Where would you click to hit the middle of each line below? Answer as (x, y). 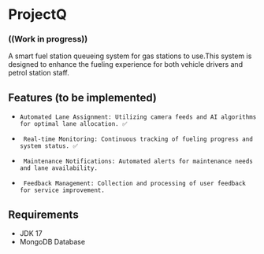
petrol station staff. (39, 73)
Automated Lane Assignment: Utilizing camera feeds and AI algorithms (138, 117)
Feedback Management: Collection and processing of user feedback (134, 184)
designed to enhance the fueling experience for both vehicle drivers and (125, 64)
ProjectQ (37, 15)
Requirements (43, 214)
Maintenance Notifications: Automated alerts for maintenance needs (138, 162)
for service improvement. (62, 190)
